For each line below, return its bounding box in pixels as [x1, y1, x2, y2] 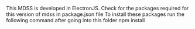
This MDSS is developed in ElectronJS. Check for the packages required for [6, 5, 189, 11]
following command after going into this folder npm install [6, 17, 145, 23]
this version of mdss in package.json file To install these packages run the [6, 11, 185, 18]
